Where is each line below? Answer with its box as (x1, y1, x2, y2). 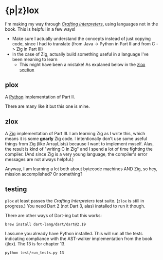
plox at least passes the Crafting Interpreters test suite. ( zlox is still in (5, 198, 145, 204)
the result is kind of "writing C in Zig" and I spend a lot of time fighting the (5, 146, 153, 152)
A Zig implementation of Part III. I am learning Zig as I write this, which (5, 130, 145, 136)
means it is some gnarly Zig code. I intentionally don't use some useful (5, 136, 147, 141)
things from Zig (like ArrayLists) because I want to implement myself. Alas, (5, 140, 154, 146)
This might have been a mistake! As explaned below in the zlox (19, 61, 145, 67)
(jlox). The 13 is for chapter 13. (5, 241, 66, 247)
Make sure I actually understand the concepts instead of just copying (12, 36, 151, 41)
